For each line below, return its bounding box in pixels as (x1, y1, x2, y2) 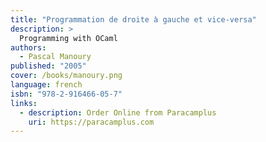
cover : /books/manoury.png (10, 71, 123, 81)
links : (10, 98, 38, 108)
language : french (10, 80, 83, 90)
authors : (10, 42, 47, 53)
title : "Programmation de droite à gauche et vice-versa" (10, 14, 257, 25)
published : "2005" (10, 61, 87, 71)
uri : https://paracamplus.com (28, 117, 155, 127)
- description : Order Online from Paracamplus (19, 107, 217, 118)
